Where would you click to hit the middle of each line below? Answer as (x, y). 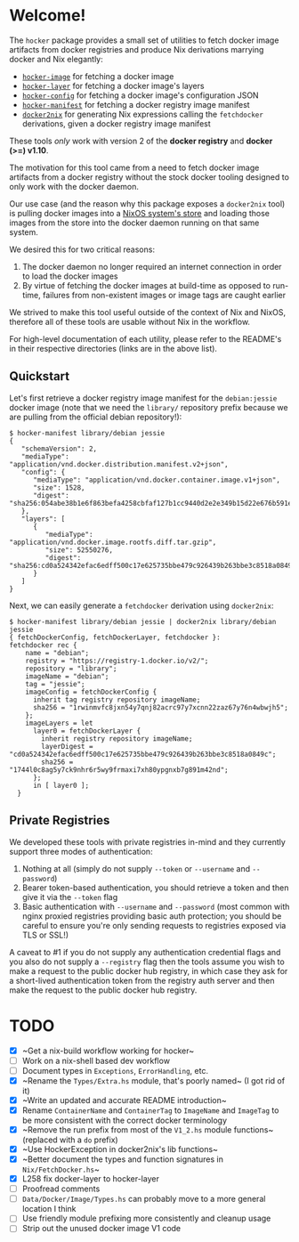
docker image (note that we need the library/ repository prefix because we (149, 407)
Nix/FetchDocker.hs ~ (61, 1169)
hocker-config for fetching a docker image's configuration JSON (141, 95)
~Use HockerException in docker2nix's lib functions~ (120, 1149)
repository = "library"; (71, 669)
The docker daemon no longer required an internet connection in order (152, 266)
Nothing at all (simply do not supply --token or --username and (136, 868)
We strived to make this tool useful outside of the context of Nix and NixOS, (148, 312)
